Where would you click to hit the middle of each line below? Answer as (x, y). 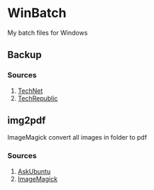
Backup (24, 55)
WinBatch (37, 13)
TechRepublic (38, 98)
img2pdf (27, 121)
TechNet (30, 91)
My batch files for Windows (48, 33)
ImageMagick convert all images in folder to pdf (77, 138)
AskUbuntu (34, 171)
